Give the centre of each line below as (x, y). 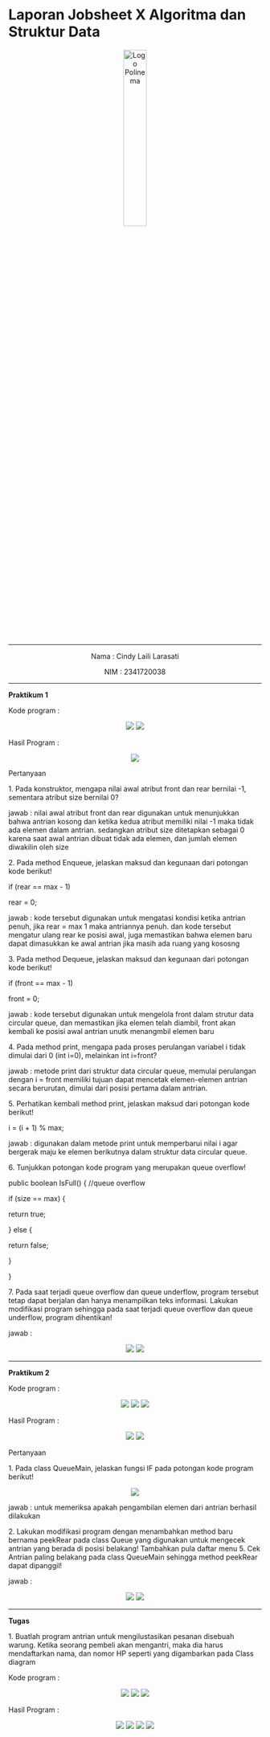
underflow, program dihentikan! (60, 1317)
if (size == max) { (37, 1198)
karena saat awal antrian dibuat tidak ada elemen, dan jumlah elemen (123, 838)
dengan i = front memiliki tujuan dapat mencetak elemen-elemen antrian (128, 1079)
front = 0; (24, 999)
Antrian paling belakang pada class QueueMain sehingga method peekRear (133, 1557)
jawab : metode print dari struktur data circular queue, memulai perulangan (133, 1071)
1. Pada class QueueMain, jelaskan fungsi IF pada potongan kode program (131, 1468)
